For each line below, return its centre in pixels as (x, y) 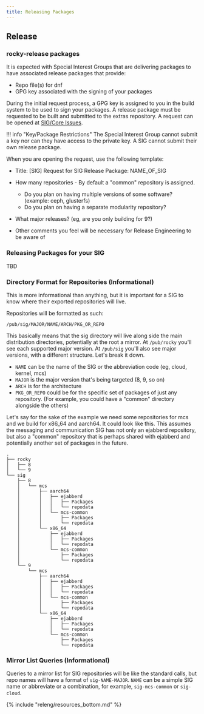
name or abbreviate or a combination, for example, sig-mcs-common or (93, 687)
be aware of (30, 237)
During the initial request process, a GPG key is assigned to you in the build (100, 103)
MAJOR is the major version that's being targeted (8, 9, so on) (90, 379)
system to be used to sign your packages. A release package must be (93, 110)
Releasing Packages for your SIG (56, 253)
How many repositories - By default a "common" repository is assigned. (105, 183)
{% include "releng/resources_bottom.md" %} (64, 705)
